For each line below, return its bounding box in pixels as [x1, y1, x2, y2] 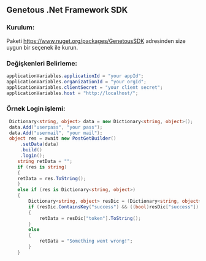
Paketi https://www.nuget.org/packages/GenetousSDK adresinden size [6, 37, 186, 45]
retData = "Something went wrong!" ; [39, 238, 133, 244]
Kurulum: [6, 23, 35, 32]
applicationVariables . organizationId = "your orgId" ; [6, 78, 147, 85]
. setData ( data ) [20, 141, 59, 148]
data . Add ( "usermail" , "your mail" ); [9, 130, 103, 136]
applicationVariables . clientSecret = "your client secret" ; [6, 84, 164, 91]
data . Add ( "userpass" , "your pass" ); [9, 124, 103, 130]
